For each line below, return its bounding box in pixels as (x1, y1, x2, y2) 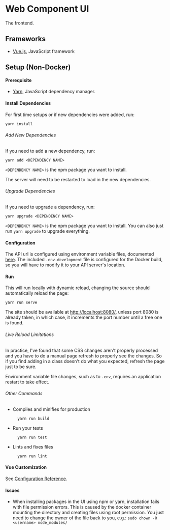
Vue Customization (5, 464, 47, 470)
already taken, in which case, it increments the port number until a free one (5, 314, 162, 321)
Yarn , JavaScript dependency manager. (12, 89, 95, 95)
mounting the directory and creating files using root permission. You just (12, 510, 164, 516)
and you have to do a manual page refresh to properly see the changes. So (5, 352, 162, 359)
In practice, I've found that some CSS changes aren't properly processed (5, 347, 158, 353)
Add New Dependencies (5, 132, 56, 138)
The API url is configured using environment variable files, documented (5, 251, 154, 257)
